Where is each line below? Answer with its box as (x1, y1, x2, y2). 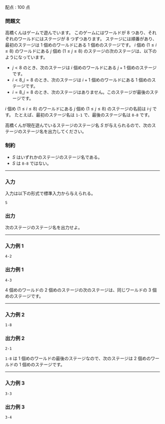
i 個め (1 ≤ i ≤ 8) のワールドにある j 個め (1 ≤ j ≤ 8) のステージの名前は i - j (5, 106, 151, 112)
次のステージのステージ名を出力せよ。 (5, 225, 82, 231)
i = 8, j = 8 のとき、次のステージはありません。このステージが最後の (12, 89, 150, 95)
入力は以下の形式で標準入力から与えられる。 (5, 190, 96, 196)
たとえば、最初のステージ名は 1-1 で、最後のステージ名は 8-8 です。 (14, 112, 152, 118)
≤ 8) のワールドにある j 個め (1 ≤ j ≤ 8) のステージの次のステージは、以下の (5, 48, 157, 54)
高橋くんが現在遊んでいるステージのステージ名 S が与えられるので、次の (5, 122, 152, 129)
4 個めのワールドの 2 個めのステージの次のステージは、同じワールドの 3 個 (5, 287, 157, 293)
